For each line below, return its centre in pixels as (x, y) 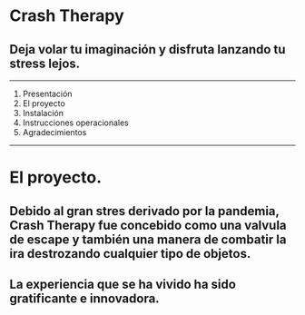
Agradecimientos (54, 132)
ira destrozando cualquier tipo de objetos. (130, 254)
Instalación (43, 113)
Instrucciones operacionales (76, 123)
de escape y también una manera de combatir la (148, 239)
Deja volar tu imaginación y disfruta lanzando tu (148, 49)
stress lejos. (45, 63)
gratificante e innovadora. (85, 298)
